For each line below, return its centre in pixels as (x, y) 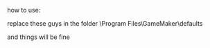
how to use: (24, 10)
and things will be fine (39, 37)
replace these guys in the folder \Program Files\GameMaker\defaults (105, 23)
